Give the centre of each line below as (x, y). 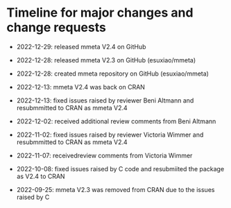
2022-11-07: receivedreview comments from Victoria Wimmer (104, 155)
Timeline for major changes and (100, 13)
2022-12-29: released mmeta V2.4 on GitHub (81, 46)
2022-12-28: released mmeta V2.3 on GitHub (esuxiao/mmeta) (106, 60)
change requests (57, 27)
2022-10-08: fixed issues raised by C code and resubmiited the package (120, 168)
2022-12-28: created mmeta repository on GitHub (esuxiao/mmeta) (113, 73)
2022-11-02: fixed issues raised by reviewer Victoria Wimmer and (110, 135)
